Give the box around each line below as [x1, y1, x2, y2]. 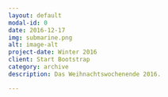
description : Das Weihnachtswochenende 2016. [8, 70, 161, 78]
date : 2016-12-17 [8, 26, 66, 34]
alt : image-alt [8, 41, 59, 49]
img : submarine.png [8, 33, 73, 42]
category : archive [8, 63, 69, 71]
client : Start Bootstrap [8, 56, 90, 64]
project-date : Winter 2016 [8, 48, 97, 56]
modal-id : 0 [8, 19, 48, 27]
